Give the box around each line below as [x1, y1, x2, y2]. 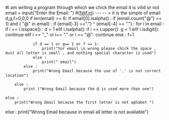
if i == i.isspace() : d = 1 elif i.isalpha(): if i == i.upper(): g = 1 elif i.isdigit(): [5, 26, 159, 32]
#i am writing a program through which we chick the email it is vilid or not [5, 5, 160, 10]
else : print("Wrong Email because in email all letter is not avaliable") [5, 109, 149, 115]
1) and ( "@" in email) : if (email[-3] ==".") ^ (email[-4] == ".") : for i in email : [5, 21, 164, 27]
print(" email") [41, 59, 77, 65]
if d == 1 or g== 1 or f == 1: [32, 42, 100, 47]
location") [5, 73, 29, 78]
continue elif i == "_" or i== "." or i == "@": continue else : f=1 [5, 32, 134, 37]
